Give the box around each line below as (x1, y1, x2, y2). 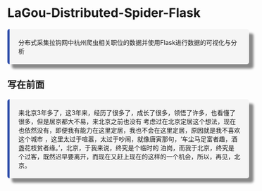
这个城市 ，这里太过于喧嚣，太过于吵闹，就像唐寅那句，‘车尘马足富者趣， (18, 135, 232, 143)
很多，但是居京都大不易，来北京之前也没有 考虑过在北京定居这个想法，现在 (18, 117, 236, 126)
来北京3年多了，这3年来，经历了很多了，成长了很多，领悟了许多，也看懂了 (18, 108, 236, 117)
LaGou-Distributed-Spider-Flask (7, 5, 201, 21)
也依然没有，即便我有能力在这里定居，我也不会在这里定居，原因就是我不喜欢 (18, 126, 241, 134)
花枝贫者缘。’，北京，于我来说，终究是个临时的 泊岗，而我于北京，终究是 (24, 143, 235, 152)
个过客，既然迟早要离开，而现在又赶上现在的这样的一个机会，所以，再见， (18, 152, 235, 161)
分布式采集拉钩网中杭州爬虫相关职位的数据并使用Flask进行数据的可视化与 (18, 39, 231, 47)
